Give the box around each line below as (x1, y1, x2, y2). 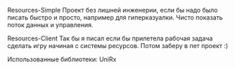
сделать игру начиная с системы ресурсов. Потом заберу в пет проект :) (7, 42, 229, 49)
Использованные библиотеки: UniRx (7, 55, 117, 63)
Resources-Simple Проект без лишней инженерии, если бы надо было (7, 6, 218, 14)
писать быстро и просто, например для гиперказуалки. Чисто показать (7, 13, 223, 22)
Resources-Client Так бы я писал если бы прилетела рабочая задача (7, 34, 213, 43)
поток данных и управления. (7, 21, 94, 29)
